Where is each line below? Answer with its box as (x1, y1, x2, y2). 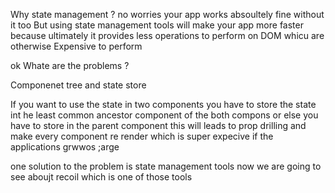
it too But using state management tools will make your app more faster (10, 19, 304, 31)
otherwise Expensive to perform (10, 40, 143, 52)
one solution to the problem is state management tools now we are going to (10, 160, 322, 172)
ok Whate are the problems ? (10, 60, 130, 71)
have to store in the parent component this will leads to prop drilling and (10, 120, 307, 131)
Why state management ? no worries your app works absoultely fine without (10, 9, 325, 20)
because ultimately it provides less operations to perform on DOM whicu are (10, 30, 325, 41)
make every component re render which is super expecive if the (10, 130, 274, 142)
